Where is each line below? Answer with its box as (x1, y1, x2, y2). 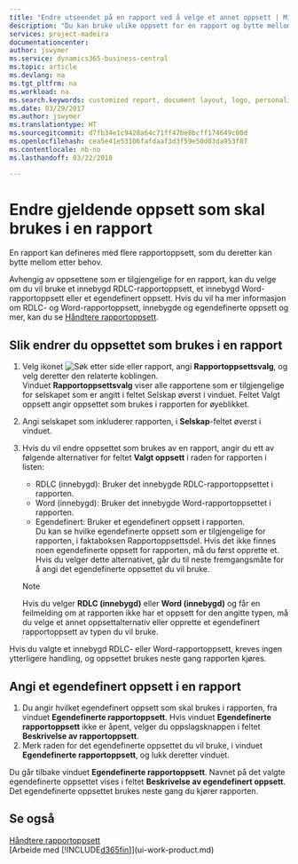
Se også (9, 812, 55, 827)
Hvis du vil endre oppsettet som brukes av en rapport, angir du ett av (21, 443, 275, 454)
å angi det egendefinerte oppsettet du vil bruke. (35, 564, 210, 575)
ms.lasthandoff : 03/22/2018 (9, 153, 114, 162)
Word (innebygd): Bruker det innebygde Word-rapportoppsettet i (35, 498, 272, 509)
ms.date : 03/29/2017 (9, 104, 86, 113)
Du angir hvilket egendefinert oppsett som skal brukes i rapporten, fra (21, 702, 278, 713)
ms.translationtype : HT (9, 121, 98, 130)
